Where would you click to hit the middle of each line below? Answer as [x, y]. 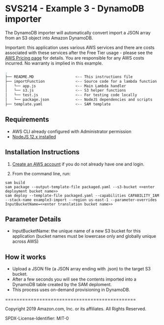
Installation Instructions [42, 152]
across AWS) [25, 241]
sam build [15, 183]
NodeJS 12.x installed [34, 136]
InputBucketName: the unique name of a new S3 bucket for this [76, 231]
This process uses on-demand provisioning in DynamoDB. [71, 290]
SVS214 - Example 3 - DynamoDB [75, 9]
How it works [26, 257]
